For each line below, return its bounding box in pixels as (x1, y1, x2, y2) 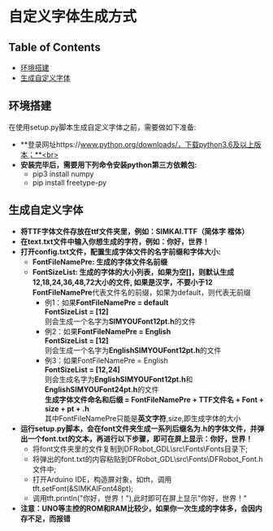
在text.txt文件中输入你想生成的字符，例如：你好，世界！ (19, 237, 210, 246)
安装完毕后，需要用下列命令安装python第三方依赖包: (19, 159, 197, 169)
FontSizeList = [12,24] (44, 364, 120, 374)
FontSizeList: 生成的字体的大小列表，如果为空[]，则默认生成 (32, 267, 235, 276)
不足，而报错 (27, 513, 71, 523)
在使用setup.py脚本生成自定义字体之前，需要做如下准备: (8, 122, 197, 132)
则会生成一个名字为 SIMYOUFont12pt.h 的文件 (44, 316, 197, 326)
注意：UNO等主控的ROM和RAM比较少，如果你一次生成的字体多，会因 (19, 503, 256, 513)
